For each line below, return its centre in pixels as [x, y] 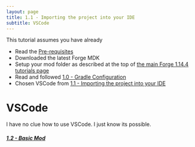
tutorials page [32, 71]
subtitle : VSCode [28, 23]
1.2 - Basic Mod [26, 138]
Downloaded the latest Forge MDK [57, 58]
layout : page [22, 12]
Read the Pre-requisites [44, 52]
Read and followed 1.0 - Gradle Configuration [71, 77]
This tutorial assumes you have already [54, 40]
